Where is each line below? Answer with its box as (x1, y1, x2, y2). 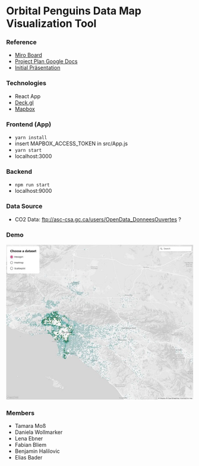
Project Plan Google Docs (14, 58, 78, 65)
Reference (6, 38, 37, 46)
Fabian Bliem (14, 442, 46, 449)
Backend (6, 168, 33, 176)
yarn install (14, 135, 48, 141)
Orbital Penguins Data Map (6, 4, 141, 18)
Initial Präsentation (14, 64, 61, 71)
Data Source (6, 202, 43, 211)
